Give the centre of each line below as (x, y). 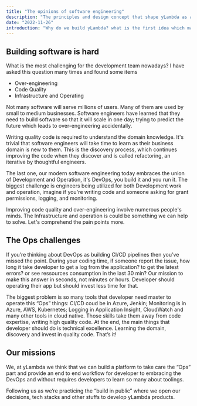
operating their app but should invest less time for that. (72, 285)
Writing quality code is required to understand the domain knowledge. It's (95, 137)
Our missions (31, 353)
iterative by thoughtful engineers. (46, 162)
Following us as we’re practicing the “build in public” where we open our (93, 391)
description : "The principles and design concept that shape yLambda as (97, 17)
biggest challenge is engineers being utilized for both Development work (94, 186)
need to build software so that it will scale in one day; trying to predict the (95, 120)
